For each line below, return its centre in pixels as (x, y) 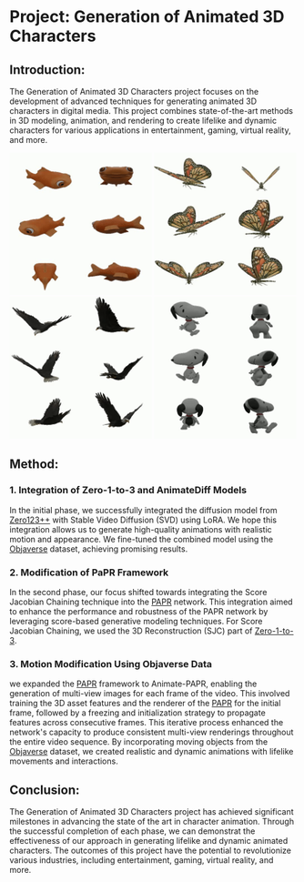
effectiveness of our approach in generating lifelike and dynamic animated (149, 841)
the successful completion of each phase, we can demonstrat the (132, 831)
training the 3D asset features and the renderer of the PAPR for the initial (145, 704)
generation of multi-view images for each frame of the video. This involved (150, 694)
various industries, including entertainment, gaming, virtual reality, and (142, 860)
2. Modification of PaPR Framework (89, 573)
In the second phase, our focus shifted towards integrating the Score (138, 592)
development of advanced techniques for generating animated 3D (133, 101)
